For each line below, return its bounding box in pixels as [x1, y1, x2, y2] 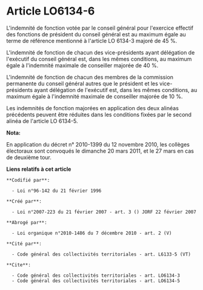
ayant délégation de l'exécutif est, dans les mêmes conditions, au [34, 86, 198, 93]
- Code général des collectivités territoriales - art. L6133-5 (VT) [12, 251, 191, 257]
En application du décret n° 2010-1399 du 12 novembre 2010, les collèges [6, 140, 190, 148]
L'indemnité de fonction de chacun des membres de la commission [6, 73, 174, 81]
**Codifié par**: [6, 177, 50, 183]
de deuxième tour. [6, 153, 52, 161]
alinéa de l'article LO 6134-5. [6, 117, 78, 125]
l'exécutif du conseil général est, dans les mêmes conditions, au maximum [6, 55, 192, 62]
